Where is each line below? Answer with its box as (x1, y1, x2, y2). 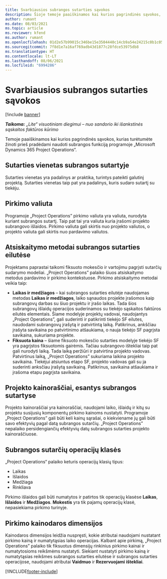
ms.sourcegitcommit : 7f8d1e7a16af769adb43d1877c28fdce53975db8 (5, 44, 139, 49)
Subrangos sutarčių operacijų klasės (5, 445, 121, 454)
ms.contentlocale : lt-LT (5, 53, 57, 59)
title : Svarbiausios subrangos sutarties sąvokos (5, 7, 110, 12)
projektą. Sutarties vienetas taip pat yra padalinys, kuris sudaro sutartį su (5, 180, 155, 186)
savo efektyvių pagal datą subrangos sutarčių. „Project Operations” (5, 420, 143, 426)
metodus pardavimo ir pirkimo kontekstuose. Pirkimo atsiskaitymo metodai (5, 275, 158, 281)
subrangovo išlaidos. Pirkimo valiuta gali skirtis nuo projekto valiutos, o (5, 223, 150, 229)
